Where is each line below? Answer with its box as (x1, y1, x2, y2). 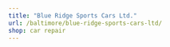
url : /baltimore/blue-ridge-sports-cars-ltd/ (8, 19, 162, 27)
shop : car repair (8, 26, 66, 34)
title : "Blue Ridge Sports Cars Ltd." (8, 11, 137, 20)
